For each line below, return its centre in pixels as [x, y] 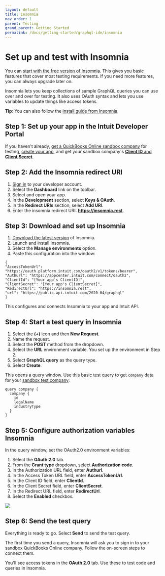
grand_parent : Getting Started [37, 28]
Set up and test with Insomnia [67, 57]
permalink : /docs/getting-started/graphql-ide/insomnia [64, 33]
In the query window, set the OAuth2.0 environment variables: [68, 450]
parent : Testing [22, 23]
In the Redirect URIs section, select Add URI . [58, 205]
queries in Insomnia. [26, 568]
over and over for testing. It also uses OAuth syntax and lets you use [74, 96]
